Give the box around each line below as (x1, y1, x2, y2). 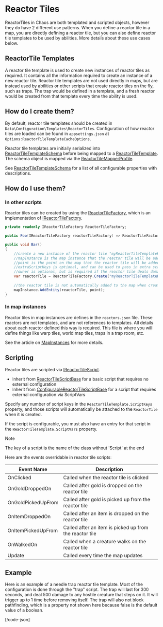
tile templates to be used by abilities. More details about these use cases (5, 35, 150, 41)
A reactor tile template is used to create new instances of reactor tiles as (5, 67, 150, 73)
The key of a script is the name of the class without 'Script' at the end (5, 445, 145, 451)
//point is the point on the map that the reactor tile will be (14, 260, 147, 265)
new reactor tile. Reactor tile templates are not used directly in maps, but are (5, 77, 158, 83)
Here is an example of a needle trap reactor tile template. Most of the (5, 581, 143, 588)
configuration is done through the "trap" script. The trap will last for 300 (5, 587, 149, 592)
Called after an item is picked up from (63, 524, 149, 531)
